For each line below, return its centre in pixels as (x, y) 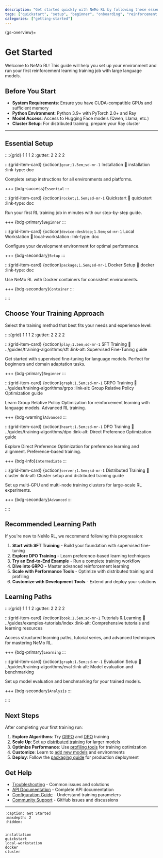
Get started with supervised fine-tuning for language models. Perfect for (78, 358)
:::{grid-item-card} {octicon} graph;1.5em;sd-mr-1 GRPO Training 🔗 (71, 383)
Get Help (19, 773)
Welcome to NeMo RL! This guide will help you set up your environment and (81, 66)
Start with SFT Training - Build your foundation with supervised (76, 545)
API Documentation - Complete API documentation (63, 789)
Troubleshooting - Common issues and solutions (61, 784)
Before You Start (31, 91)
